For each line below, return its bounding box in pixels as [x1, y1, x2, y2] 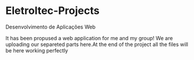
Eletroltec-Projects [5, 4, 100, 17]
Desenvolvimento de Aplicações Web [5, 23, 96, 30]
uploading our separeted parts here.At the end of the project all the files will [5, 41, 189, 48]
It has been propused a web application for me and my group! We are [5, 34, 173, 41]
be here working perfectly [5, 47, 69, 54]
